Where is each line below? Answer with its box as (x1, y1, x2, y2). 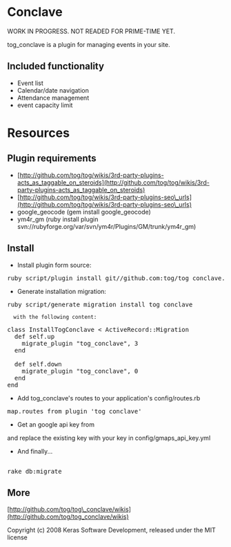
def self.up (14, 333, 55, 340)
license (7, 533, 28, 541)
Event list (17, 79, 43, 87)
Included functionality (7, 60, 105, 73)
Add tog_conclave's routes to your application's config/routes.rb (17, 393, 201, 402)
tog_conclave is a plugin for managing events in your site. (7, 40, 170, 48)
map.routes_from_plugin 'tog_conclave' (7, 407, 142, 415)
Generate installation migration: (17, 287, 107, 295)
